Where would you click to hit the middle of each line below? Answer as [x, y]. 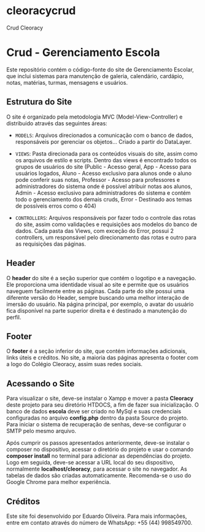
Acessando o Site [41, 384]
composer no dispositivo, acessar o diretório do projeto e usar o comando [100, 450]
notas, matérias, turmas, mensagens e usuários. [67, 82]
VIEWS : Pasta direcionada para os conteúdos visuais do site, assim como [106, 154]
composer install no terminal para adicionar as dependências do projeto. [99, 456]
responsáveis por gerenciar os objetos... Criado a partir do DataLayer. [103, 141]
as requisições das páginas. [50, 244]
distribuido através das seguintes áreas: [57, 123]
